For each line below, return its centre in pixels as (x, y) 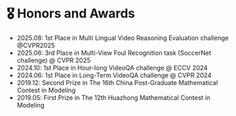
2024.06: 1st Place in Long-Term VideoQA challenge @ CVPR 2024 (114, 75)
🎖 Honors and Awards (71, 14)
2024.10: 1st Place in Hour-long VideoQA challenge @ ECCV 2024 (112, 67)
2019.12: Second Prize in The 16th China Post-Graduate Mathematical (117, 82)
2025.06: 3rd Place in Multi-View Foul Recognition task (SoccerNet (114, 53)
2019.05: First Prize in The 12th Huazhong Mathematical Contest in (113, 97)
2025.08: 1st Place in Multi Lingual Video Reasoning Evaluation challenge (123, 38)
